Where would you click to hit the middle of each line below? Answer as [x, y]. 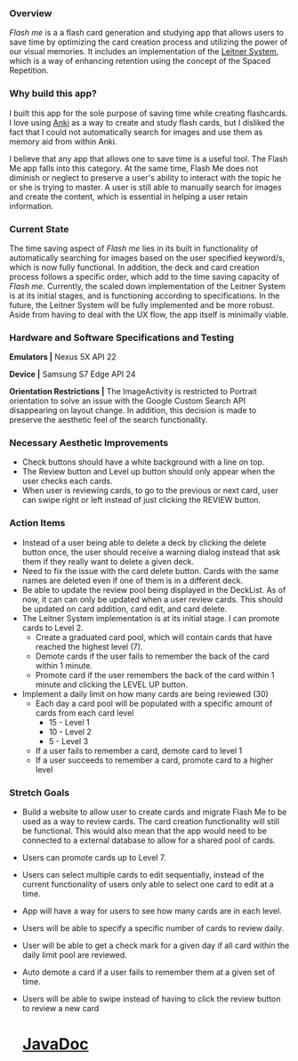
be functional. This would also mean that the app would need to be [145, 831]
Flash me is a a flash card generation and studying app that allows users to [147, 33]
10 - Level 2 [70, 732]
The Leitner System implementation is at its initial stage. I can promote [151, 618]
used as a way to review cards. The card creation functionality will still [151, 822]
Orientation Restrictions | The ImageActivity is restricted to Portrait [133, 392]
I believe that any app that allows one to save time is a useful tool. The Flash [149, 158]
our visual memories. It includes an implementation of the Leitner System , [144, 52]
